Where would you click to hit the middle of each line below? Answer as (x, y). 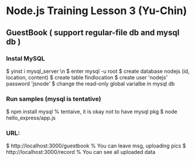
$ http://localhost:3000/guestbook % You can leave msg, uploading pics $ (96, 146)
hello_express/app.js (31, 118)
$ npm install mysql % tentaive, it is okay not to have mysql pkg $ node (92, 112)
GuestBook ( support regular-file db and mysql (93, 33)
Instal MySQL (25, 58)
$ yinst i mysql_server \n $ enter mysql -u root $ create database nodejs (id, (98, 71)
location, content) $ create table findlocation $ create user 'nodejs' (87, 77)
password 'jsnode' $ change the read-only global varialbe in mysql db (90, 83)
